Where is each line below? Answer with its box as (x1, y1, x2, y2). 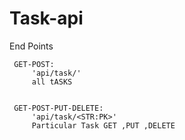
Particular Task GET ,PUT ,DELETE (31, 120, 176, 131)
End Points (9, 40, 54, 52)
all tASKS (31, 77, 73, 87)
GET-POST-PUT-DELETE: (13, 103, 104, 113)
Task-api (9, 7, 84, 30)
